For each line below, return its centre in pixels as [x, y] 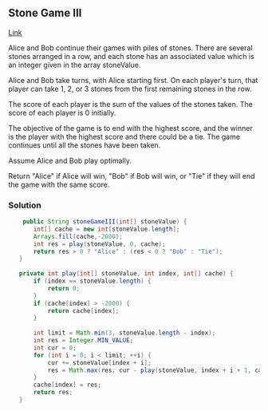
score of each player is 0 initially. [62, 113]
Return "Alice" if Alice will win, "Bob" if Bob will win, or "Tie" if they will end [132, 176]
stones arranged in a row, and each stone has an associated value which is [132, 56]
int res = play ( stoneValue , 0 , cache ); [99, 244]
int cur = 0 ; [55, 348]
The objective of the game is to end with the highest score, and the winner [130, 128]
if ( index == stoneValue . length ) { [92, 281]
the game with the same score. [59, 184]
